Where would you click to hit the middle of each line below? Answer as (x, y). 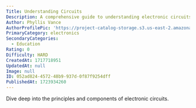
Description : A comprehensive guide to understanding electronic (87, 17)
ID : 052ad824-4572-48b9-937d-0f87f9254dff (58, 76)
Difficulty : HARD (27, 55)
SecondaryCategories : (32, 39)
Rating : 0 (18, 50)
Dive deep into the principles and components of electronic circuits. (87, 99)
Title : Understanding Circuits (44, 11)
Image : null (20, 71)
